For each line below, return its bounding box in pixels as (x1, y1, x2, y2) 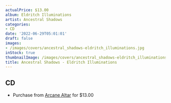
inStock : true (5, 50, 36, 55)
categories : (5, 21, 31, 27)
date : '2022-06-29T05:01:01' (5, 31, 67, 36)
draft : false (5, 36, 33, 41)
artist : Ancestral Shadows (5, 17, 63, 22)
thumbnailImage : (5, 55, 40, 60)
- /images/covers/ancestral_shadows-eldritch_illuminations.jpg (5, 45, 145, 50)
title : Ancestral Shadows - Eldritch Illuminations (5, 60, 117, 65)
